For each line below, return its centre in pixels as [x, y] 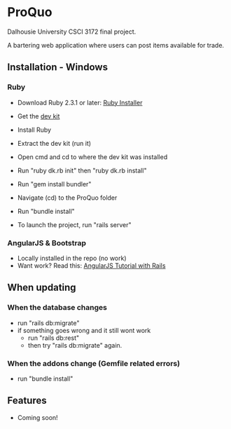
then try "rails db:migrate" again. [75, 345]
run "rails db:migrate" [48, 322]
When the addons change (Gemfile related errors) [94, 363]
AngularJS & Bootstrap [47, 243]
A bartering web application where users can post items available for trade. [116, 45]
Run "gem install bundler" [54, 184]
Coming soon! [37, 417]
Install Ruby [34, 130]
